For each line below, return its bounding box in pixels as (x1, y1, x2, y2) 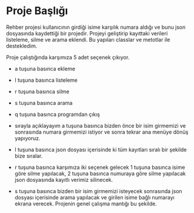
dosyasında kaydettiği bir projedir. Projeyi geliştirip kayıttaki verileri (6, 29, 168, 36)
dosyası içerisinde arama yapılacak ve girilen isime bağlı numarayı (14, 194, 175, 201)
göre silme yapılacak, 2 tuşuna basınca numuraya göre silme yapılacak (14, 169, 186, 177)
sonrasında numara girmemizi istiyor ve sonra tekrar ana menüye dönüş (14, 128, 189, 135)
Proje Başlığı (6, 4, 68, 18)
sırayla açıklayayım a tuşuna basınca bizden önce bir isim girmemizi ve (14, 122, 186, 129)
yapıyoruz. (14, 134, 41, 142)
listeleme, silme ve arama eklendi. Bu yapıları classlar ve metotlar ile (6, 36, 170, 43)
